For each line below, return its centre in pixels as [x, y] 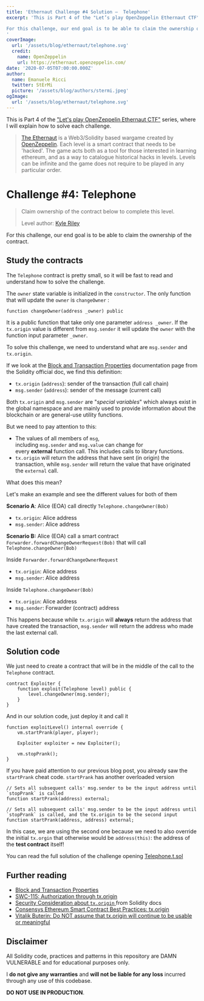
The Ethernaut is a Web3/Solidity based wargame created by [97, 137]
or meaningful [32, 923]
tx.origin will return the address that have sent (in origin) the [92, 457]
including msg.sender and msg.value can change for [79, 445]
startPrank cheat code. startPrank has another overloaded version [90, 777]
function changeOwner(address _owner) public [65, 311]
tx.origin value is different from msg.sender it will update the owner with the [101, 328]
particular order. [41, 170]
